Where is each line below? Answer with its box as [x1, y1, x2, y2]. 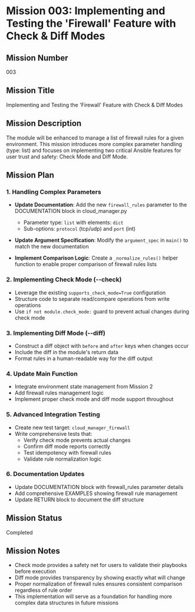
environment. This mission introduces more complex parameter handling [6, 140, 183, 147]
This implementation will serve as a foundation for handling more [14, 593, 173, 600]
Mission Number [6, 53, 68, 63]
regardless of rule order [14, 587, 72, 594]
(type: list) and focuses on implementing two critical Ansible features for [6, 147, 181, 154]
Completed [6, 529, 34, 536]
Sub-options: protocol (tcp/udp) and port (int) [23, 225, 136, 232]
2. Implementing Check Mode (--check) [6, 276, 122, 284]
